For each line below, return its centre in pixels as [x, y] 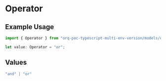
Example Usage [30, 27]
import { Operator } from [32, 38]
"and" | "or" [19, 74]
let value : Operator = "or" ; [35, 47]
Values [16, 62]
